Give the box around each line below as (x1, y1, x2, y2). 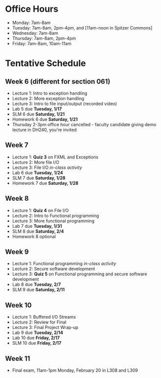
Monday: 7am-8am (12, 20, 51, 26)
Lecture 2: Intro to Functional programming (12, 213, 99, 218)
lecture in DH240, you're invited (12, 127, 77, 133)
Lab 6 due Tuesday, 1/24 (12, 169, 63, 175)
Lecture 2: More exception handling (12, 95, 84, 101)
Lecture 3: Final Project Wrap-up (12, 324, 79, 330)
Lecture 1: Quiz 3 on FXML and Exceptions (12, 154, 99, 160)
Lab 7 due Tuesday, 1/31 (12, 223, 62, 229)
